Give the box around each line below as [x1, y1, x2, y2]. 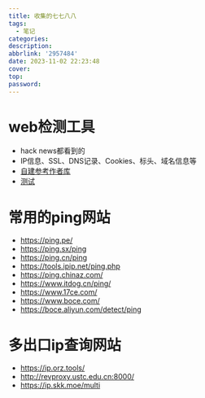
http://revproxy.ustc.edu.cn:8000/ [20, 372, 135, 382]
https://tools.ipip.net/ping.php [20, 261, 120, 271]
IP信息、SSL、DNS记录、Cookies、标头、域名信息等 [20, 156, 197, 166]
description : [8, 42, 53, 50]
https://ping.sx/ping [20, 244, 87, 254]
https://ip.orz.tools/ [20, 363, 85, 373]
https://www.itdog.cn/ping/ [20, 278, 111, 289]
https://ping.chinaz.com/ [20, 270, 103, 280]
